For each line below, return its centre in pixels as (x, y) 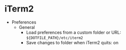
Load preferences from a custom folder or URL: (73, 32)
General (27, 27)
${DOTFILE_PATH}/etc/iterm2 (54, 38)
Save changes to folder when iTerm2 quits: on (72, 42)
